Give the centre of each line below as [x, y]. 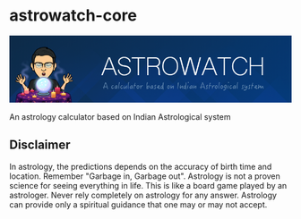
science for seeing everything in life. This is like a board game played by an [148, 185]
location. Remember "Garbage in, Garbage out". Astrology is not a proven [145, 176]
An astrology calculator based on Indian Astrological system [120, 116]
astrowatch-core [73, 16]
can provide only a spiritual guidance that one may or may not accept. [138, 204]
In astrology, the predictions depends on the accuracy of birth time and [141, 166]
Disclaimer [40, 145]
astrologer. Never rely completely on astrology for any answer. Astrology [143, 195]
